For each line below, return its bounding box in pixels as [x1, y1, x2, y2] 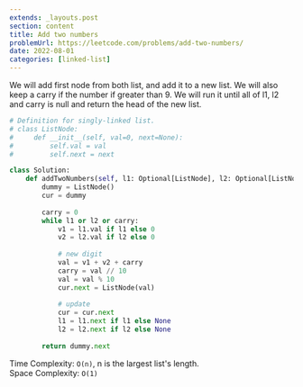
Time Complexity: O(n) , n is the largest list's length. [9, 357, 200, 369]
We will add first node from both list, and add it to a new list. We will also [9, 80, 279, 90]
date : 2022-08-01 [9, 47, 75, 56]
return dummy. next [41, 341, 111, 351]
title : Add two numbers [9, 30, 99, 39]
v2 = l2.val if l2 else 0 [57, 233, 155, 242]
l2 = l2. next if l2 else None [57, 325, 171, 334]
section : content [9, 22, 75, 31]
